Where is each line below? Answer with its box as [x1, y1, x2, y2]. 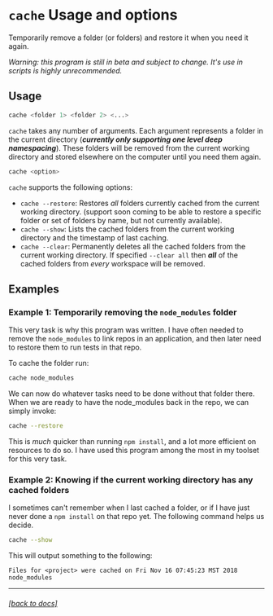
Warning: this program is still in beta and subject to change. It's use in [8, 57, 244, 67]
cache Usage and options [8, 6, 178, 24]
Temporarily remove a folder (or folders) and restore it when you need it [8, 33, 249, 42]
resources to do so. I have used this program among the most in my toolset [8, 445, 260, 455]
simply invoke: [8, 406, 57, 416]
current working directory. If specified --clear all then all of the [19, 250, 238, 260]
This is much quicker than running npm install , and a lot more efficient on [8, 436, 257, 446]
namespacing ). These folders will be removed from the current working [8, 143, 250, 152]
